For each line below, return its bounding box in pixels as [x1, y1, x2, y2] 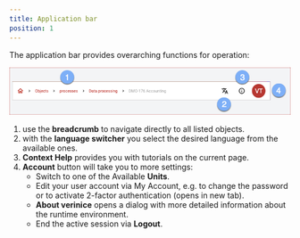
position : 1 [9, 23, 54, 33]
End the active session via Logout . [35, 218, 163, 229]
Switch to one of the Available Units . [35, 171, 170, 182]
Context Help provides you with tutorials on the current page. [21, 152, 250, 163]
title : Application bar [9, 14, 98, 23]
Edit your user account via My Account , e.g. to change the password [35, 181, 288, 192]
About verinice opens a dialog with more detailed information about [35, 200, 287, 210]
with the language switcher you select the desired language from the [21, 134, 279, 144]
